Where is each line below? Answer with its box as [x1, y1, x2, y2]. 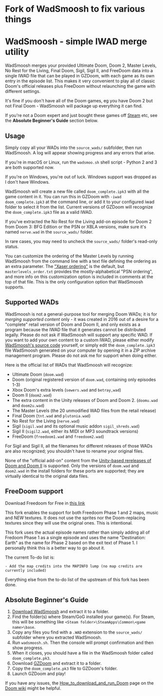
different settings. [5, 89, 40, 94]
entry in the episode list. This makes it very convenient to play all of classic [5, 78, 155, 84]
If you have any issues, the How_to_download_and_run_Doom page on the [5, 680, 154, 686]
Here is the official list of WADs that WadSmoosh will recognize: [5, 362, 133, 368]
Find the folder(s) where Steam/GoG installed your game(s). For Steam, [12, 614, 155, 620]
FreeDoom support [5, 487, 63, 495]
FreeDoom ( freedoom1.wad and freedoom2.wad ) [12, 433, 105, 439]
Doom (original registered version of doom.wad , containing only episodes [12, 376, 156, 382]
